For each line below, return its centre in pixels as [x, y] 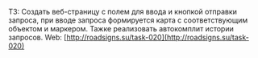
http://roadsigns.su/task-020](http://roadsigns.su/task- [158, 37]
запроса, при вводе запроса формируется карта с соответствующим [128, 20]
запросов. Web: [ [37, 37]
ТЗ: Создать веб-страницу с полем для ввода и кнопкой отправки [123, 12]
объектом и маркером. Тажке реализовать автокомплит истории [121, 29]
